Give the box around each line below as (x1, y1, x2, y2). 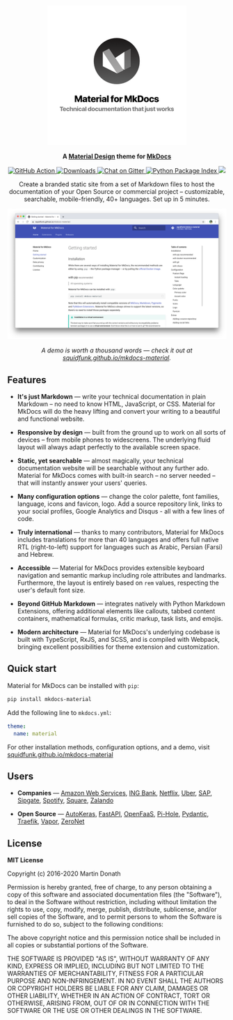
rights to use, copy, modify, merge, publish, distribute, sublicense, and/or (7, 906, 217, 914)
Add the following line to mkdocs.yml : (7, 708, 111, 717)
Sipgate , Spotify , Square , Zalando (17, 796, 114, 804)
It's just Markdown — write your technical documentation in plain (17, 393, 207, 401)
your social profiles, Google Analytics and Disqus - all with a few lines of (17, 507, 225, 516)
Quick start (7, 663, 57, 675)
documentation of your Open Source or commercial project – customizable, (9, 188, 225, 195)
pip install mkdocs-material (7, 696, 92, 703)
